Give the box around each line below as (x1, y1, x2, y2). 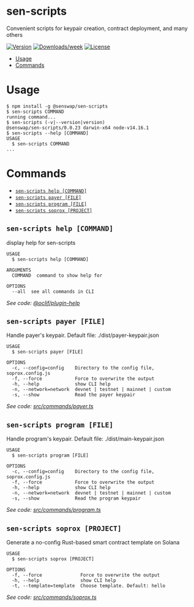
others (6, 31, 23, 38)
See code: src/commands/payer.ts (6, 403, 94, 410)
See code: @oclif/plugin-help (6, 299, 80, 306)
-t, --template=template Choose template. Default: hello (12, 583, 166, 589)
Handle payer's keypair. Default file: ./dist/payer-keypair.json (6, 331, 159, 339)
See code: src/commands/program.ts (6, 506, 101, 514)
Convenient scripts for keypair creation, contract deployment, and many (6, 25, 188, 32)
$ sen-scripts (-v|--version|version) (6, 119, 105, 125)
